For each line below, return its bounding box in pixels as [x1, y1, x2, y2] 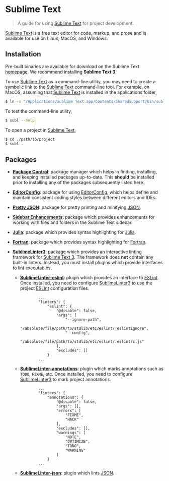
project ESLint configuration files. [20, 285, 90, 291]
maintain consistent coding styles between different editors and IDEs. [12, 195, 157, 201]
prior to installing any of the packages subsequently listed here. [12, 179, 145, 186]
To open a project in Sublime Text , [5, 127, 76, 133]
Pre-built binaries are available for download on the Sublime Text [5, 63, 140, 69]
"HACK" [65, 417, 79, 422]
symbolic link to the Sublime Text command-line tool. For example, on [5, 84, 150, 90]
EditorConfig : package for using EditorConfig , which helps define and [12, 189, 158, 195]
